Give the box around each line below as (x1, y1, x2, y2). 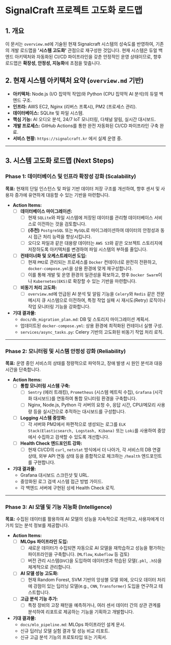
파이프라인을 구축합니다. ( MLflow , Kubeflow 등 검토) (27, 551, 130, 558)
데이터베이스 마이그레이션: (20, 208, 73, 214)
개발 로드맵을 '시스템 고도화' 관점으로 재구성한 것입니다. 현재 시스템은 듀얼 (10, 47, 158, 53)
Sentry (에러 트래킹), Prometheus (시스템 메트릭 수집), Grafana (27, 389, 152, 395)
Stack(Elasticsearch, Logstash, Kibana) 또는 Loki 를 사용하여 (27, 427, 157, 433)
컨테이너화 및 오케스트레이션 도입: (20, 252, 87, 258)
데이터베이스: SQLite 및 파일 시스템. (12, 110, 84, 116)
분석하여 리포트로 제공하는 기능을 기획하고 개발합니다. (27, 608, 134, 614)
